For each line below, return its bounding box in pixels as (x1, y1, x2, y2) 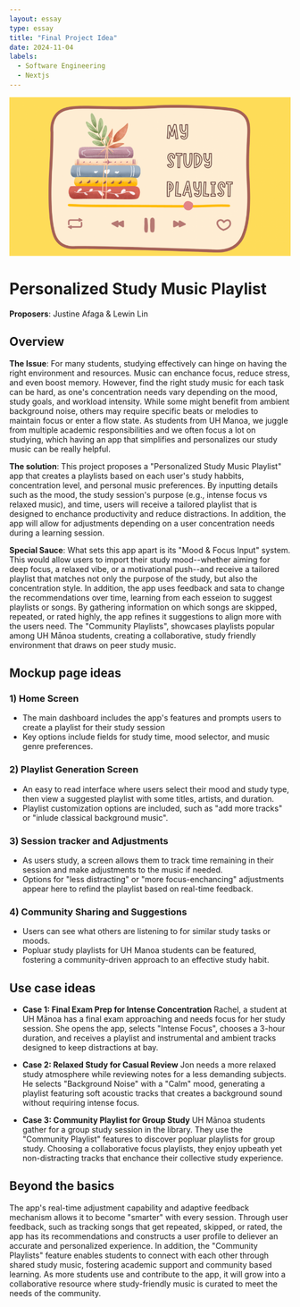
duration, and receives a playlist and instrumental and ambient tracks (21, 1033, 277, 1043)
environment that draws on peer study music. (9, 639, 177, 650)
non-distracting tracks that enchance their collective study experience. (21, 1152, 284, 1163)
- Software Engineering (17, 62, 105, 71)
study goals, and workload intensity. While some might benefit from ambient (9, 396, 290, 407)
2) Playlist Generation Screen (9, 763, 139, 776)
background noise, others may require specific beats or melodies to (9, 405, 259, 416)
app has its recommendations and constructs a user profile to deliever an (9, 1230, 279, 1242)
